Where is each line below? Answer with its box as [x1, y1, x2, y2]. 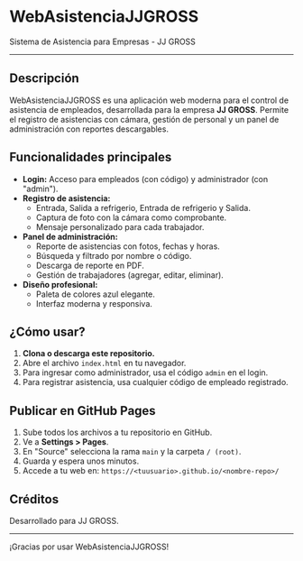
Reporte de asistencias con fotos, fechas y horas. [35, 241, 221, 252]
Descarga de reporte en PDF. [35, 260, 144, 271]
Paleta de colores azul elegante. [35, 289, 156, 299]
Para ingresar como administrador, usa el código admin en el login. [22, 367, 269, 378]
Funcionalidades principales [9, 150, 172, 165]
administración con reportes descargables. [9, 124, 170, 134]
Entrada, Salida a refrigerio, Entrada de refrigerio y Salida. [35, 202, 251, 213]
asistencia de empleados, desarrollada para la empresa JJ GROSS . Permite [9, 104, 289, 115]
